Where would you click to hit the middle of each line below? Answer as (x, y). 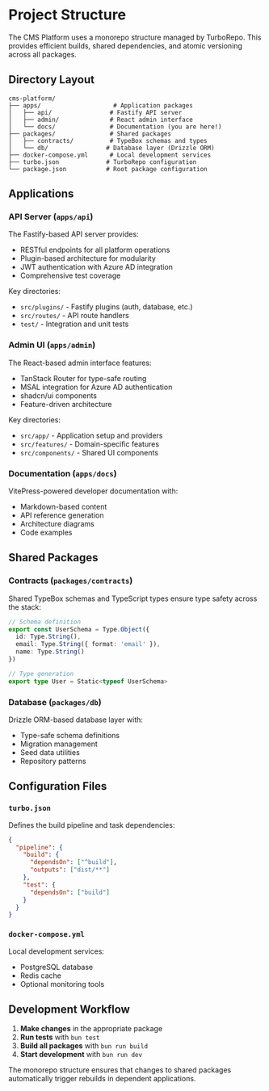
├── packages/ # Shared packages (90, 134)
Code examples (46, 533)
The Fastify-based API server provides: (74, 234)
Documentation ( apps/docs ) (63, 473)
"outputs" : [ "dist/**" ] (70, 870)
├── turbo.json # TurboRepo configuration (103, 162)
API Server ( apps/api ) (51, 217)
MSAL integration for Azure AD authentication (96, 387)
